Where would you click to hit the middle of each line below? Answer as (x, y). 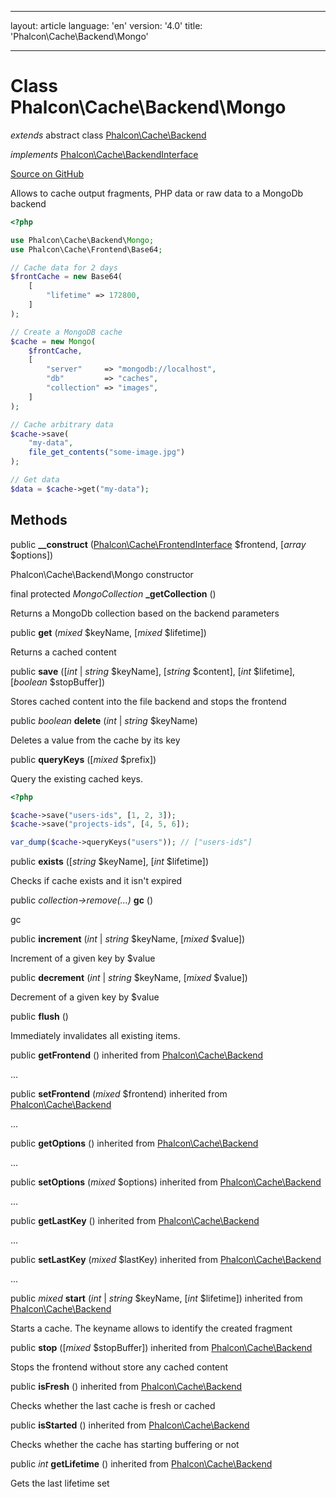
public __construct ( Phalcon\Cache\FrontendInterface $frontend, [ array (158, 544)
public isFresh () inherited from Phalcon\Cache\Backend (126, 1387)
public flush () (39, 1017)
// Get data (35, 480)
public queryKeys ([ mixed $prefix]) (83, 759)
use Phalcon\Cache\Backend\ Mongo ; (82, 240)
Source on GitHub (47, 173)
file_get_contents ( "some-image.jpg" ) (107, 452)
